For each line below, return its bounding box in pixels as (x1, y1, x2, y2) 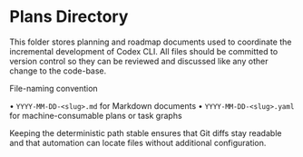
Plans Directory (9, 6, 129, 27)
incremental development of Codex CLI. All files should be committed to (9, 45, 279, 56)
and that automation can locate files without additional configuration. (9, 137, 267, 148)
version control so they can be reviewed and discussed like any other (9, 55, 269, 66)
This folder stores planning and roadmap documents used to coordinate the (9, 36, 292, 47)
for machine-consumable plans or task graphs (9, 110, 183, 121)
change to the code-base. (9, 65, 107, 76)
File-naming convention (9, 83, 98, 93)
